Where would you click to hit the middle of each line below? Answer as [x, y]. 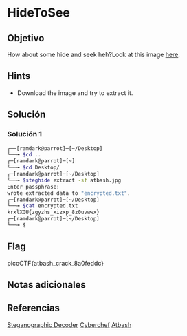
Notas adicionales [46, 285]
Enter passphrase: [33, 187]
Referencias [34, 308]
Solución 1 [25, 134]
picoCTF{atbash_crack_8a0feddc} [56, 263]
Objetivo [26, 38]
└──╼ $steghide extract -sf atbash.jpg [64, 180]
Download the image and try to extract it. [75, 93]
